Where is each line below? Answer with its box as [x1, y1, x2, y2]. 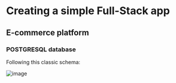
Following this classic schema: [6, 58, 81, 65]
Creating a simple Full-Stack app [6, 4, 170, 18]
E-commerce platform [6, 28, 89, 38]
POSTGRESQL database [6, 45, 76, 54]
